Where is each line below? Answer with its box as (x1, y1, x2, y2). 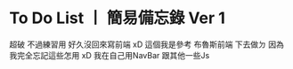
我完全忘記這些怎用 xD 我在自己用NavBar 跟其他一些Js (9, 50, 210, 60)
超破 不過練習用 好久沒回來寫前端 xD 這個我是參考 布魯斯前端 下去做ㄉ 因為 (9, 39, 285, 50)
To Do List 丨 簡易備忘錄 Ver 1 (9, 8, 225, 28)
